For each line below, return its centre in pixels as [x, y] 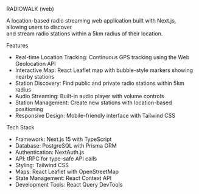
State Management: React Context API [63, 178]
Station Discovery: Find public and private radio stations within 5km [100, 83]
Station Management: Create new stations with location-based [93, 102]
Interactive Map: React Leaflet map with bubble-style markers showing [104, 70]
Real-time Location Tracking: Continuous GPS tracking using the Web [102, 57]
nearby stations [35, 77]
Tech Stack [20, 127]
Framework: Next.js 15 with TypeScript [63, 139]
